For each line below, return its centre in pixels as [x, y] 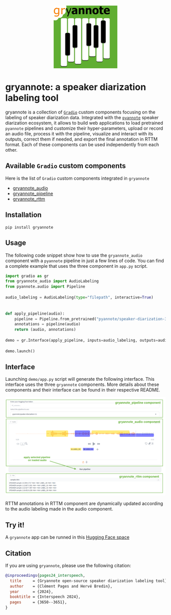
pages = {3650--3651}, [38, 602]
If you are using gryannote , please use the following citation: [68, 565]
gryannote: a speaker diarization [76, 87]
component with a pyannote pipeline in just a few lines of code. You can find [85, 261]
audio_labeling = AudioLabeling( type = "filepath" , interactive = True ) [79, 298]
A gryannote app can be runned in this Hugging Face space [67, 537]
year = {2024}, [32, 592]
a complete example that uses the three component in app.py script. [77, 266]
